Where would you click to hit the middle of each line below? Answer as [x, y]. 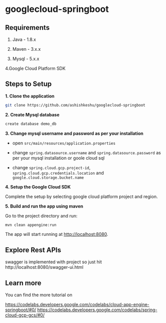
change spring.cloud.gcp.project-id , [51, 167]
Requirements [27, 28]
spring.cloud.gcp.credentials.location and [58, 173]
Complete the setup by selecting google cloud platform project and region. [82, 196]
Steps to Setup [29, 84]
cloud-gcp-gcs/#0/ [25, 315]
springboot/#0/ [21, 310]
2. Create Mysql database [32, 114]
